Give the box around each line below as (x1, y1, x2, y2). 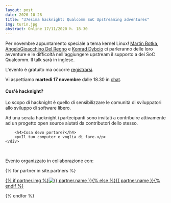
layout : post (5, 7, 33, 13)
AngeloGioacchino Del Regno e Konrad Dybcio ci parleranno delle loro (5, 46, 153, 52)
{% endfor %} (5, 193, 35, 199)
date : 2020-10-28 (5, 12, 42, 17)
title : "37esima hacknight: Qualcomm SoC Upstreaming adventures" (5, 17, 150, 22)
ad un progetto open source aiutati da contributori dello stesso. (5, 120, 138, 126)
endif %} (5, 183, 24, 189)
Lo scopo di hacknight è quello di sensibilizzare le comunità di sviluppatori (5, 99, 162, 106)
